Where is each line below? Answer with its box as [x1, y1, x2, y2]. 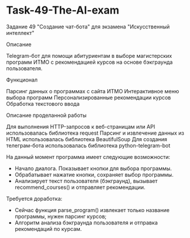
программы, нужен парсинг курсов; [14, 213, 107, 220]
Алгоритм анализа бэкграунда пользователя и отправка [14, 219, 158, 226]
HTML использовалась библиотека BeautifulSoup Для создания [6, 135, 168, 142]
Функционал [6, 76, 38, 83]
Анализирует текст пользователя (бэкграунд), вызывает [14, 177, 158, 184]
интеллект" [6, 29, 34, 36]
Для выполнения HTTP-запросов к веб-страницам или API [6, 123, 156, 130]
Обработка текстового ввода [6, 100, 80, 107]
